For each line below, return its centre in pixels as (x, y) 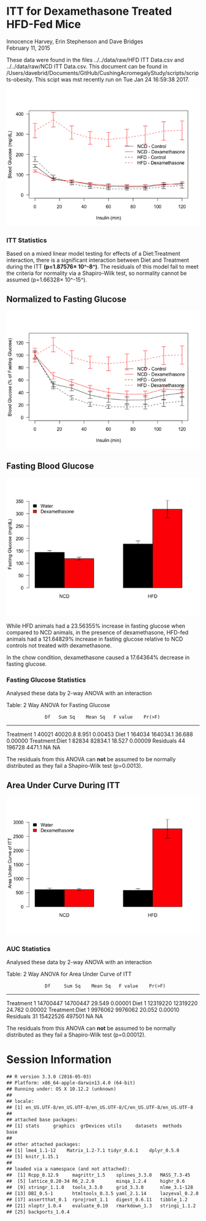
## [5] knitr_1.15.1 (33, 1157)
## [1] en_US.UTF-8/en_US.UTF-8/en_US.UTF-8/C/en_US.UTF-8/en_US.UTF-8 (100, 1108)
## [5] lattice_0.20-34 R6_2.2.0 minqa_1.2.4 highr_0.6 (96, 1182)
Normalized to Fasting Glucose (67, 299)
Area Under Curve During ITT (63, 785)
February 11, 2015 (28, 48)
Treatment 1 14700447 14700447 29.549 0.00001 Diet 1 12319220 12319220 (102, 1003)
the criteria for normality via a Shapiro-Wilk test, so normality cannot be (97, 273)
